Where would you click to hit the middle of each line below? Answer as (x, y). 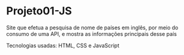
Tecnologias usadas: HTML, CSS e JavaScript (63, 45)
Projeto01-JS (39, 11)
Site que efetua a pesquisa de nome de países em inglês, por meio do (92, 27)
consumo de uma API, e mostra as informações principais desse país (91, 33)
